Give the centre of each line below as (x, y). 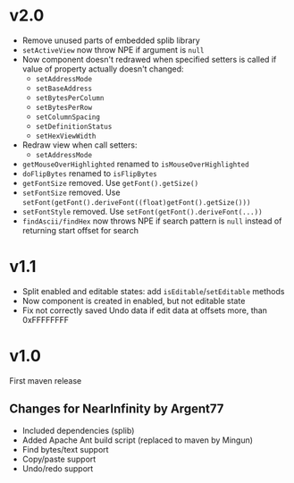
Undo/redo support (58, 468)
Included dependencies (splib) (78, 430)
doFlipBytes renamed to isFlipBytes (90, 173)
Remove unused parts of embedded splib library (111, 40)
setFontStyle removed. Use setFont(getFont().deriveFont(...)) (142, 211)
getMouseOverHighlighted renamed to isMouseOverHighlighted (135, 164)
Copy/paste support (59, 459)
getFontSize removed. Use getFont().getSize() (110, 182)
